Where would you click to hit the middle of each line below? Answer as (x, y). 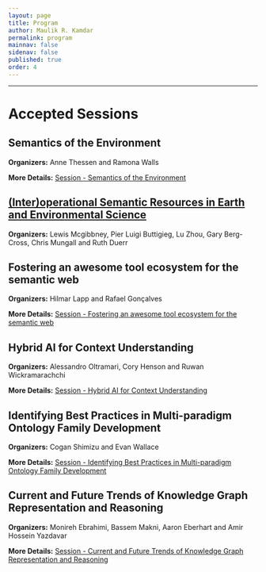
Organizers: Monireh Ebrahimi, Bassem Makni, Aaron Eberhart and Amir (126, 527)
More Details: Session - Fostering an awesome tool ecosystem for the (123, 314)
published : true (35, 60)
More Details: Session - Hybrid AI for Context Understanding (108, 390)
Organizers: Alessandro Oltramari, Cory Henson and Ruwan (106, 367)
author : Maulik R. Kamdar (51, 30)
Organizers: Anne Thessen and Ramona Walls (84, 162)
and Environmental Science (77, 215)
